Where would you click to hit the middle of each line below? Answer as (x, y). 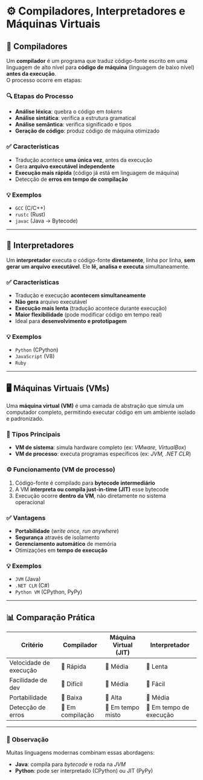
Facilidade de (28, 680)
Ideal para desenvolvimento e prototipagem (71, 321)
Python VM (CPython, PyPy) (49, 592)
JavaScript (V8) (35, 356)
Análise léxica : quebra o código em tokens (69, 112)
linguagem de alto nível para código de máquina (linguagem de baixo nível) (100, 67)
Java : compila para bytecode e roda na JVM (70, 764)
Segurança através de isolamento (57, 537)
